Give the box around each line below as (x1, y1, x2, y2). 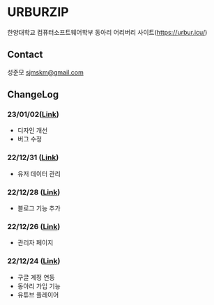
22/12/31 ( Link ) (7, 152, 59, 162)
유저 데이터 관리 (17, 169, 61, 178)
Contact (7, 49, 43, 61)
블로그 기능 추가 (17, 204, 61, 212)
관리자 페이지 (17, 238, 54, 247)
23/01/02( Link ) (7, 109, 59, 119)
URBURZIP (7, 4, 69, 20)
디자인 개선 (17, 126, 48, 134)
